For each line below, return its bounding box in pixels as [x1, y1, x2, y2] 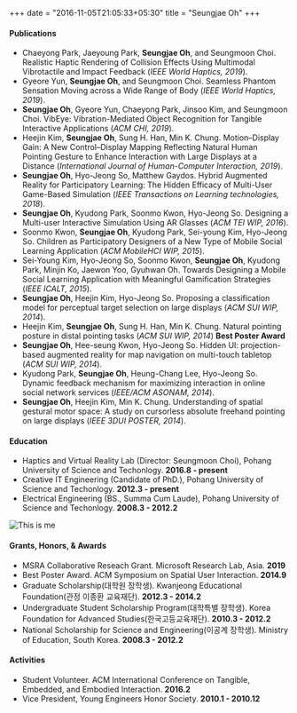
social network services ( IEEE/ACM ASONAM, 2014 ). [21, 387, 215, 398]
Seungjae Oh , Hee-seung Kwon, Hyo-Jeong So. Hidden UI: [21, 340, 239, 351]
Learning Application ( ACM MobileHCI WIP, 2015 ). [21, 246, 206, 257]
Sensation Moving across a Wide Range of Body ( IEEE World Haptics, [21, 85, 277, 96]
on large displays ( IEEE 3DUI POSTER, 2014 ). [21, 416, 186, 426]
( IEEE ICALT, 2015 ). [21, 283, 92, 294]
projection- [240, 340, 281, 351]
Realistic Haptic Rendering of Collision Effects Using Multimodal [21, 57, 255, 67]
